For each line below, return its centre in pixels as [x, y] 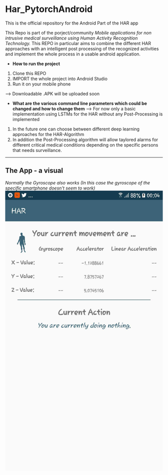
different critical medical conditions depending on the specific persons [85, 145]
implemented [26, 119]
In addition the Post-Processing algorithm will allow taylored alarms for [85, 139]
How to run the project [36, 63]
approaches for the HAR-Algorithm [48, 134]
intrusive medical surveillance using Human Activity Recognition [71, 38]
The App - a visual [34, 171]
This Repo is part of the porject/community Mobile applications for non [78, 32]
